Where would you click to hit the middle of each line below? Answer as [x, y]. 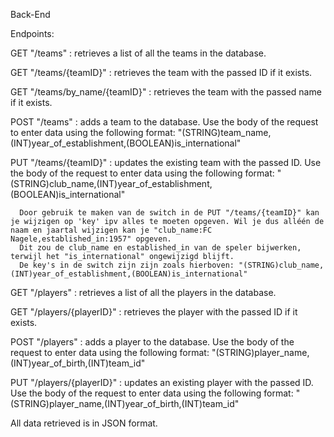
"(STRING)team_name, [224, 132]
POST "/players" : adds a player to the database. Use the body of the [152, 342]
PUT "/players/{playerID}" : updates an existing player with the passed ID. [162, 382]
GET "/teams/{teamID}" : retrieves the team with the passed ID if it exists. [161, 72]
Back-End [30, 14]
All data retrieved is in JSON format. [84, 423]
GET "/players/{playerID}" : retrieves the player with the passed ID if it [154, 312]
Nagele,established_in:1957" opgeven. [91, 239]
